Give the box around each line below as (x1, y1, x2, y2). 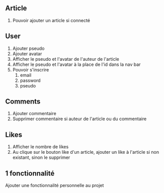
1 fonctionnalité (5, 169, 55, 177)
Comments (5, 98, 41, 106)
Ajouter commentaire (12, 111, 56, 117)
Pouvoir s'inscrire (12, 66, 49, 72)
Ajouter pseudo (12, 45, 45, 51)
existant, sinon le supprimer (12, 154, 70, 160)
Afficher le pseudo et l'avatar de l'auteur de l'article (12, 56, 120, 62)
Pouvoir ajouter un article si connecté (12, 17, 91, 23)
